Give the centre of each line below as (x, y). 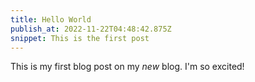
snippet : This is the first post (80, 38)
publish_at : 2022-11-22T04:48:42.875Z (91, 29)
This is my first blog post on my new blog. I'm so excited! (127, 67)
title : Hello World (51, 19)
